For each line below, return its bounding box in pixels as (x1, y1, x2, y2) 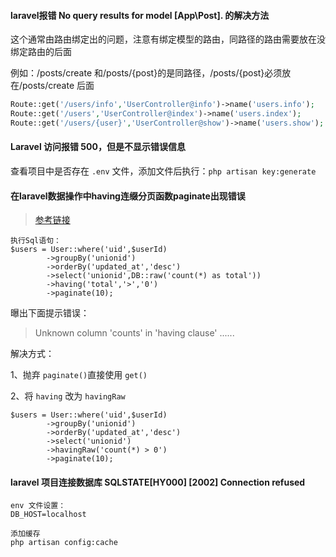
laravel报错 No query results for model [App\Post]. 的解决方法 (10, 9, 270, 21)
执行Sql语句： (10, 236, 62, 246)
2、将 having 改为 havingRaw (10, 390, 126, 402)
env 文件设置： (10, 501, 67, 511)
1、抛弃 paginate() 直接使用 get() (10, 369, 148, 381)
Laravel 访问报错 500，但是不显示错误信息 (10, 141, 186, 153)
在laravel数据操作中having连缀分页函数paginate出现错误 (10, 190, 246, 202)
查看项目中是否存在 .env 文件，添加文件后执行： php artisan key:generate (10, 165, 317, 177)
